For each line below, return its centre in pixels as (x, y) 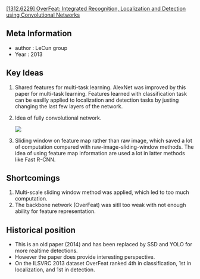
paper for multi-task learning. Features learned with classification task (101, 93)
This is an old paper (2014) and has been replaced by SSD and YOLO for (103, 244)
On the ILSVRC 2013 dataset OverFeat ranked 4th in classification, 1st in (103, 264)
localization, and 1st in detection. (55, 269)
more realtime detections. (46, 251)
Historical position (41, 230)
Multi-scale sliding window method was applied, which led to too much (102, 192)
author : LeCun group (41, 48)
